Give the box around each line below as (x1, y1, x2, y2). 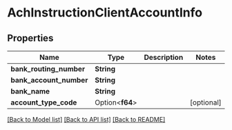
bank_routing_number (10, 64, 85, 74)
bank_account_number (10, 76, 88, 85)
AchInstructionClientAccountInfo (7, 5, 202, 21)
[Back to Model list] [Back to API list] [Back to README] (7, 116, 166, 123)
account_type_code (10, 98, 77, 107)
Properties (7, 32, 54, 44)
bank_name (10, 87, 50, 96)
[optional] (189, 98, 222, 107)
